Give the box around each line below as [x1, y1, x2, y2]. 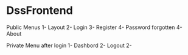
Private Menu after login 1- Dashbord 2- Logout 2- [6, 42, 132, 49]
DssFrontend [6, 4, 73, 18]
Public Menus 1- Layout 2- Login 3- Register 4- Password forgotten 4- [6, 24, 183, 31]
